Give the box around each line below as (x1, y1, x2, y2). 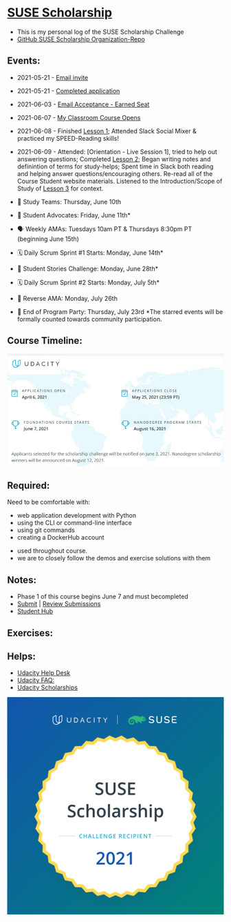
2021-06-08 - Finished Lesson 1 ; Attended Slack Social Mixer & (16, 126, 197, 135)
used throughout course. (16, 547, 88, 555)
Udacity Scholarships (16, 683, 78, 691)
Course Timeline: (7, 335, 82, 346)
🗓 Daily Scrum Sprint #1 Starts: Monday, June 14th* (16, 248, 164, 257)
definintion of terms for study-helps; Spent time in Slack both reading (16, 162, 214, 170)
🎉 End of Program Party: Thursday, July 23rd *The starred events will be (16, 307, 223, 315)
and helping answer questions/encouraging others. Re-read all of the (16, 169, 213, 177)
